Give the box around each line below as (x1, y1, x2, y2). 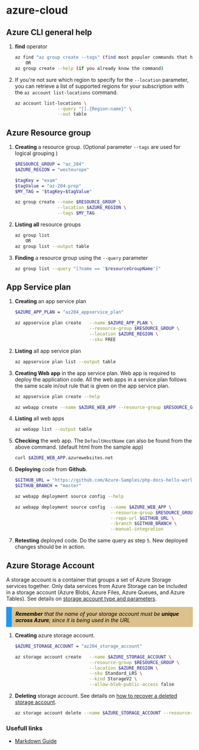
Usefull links (6, 724, 43, 732)
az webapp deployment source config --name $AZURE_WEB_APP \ (14, 504, 172, 510)
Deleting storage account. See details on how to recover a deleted (14, 692, 178, 700)
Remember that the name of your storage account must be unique (15, 610, 179, 617)
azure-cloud (6, 4, 68, 17)
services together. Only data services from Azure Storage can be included (6, 582, 188, 589)
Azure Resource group (6, 128, 91, 138)
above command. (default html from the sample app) (14, 443, 144, 451)
